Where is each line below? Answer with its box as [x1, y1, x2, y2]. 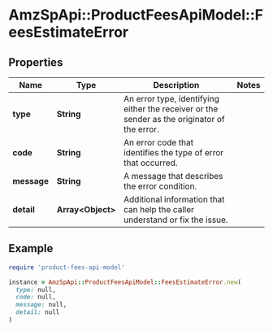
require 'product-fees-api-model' [8, 263, 126, 272]
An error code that [123, 137, 193, 148]
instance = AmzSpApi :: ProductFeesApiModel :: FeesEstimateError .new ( [8, 278, 242, 286]
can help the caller [123, 204, 195, 215]
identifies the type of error [123, 147, 224, 158]
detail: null [15, 308, 60, 316]
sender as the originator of [123, 114, 225, 124]
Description [153, 80, 200, 90]
